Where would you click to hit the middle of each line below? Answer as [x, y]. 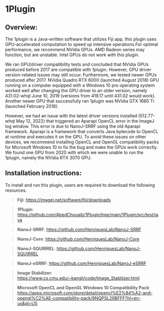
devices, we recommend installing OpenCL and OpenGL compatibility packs [82, 142]
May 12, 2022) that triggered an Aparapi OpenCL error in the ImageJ [85, 121]
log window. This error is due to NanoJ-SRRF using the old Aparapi [73, 126]
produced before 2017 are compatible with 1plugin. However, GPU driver [78, 69]
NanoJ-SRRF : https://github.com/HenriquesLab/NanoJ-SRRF [79, 229]
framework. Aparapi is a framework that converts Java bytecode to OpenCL [82, 131]
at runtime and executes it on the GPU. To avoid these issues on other [76, 137]
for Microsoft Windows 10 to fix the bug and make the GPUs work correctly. [82, 147]
